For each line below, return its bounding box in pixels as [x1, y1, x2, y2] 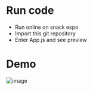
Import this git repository [14, 29, 76, 37]
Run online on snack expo [14, 23, 79, 31]
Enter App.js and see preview [14, 36, 88, 43]
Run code [6, 4, 54, 17]
